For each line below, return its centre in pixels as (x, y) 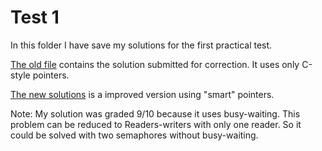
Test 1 (35, 17)
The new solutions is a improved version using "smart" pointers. (142, 94)
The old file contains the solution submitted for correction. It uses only (155, 64)
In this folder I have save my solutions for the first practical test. (141, 45)
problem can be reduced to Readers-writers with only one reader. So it (156, 124)
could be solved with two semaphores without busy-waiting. (134, 135)
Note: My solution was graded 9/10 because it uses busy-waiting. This (155, 113)
